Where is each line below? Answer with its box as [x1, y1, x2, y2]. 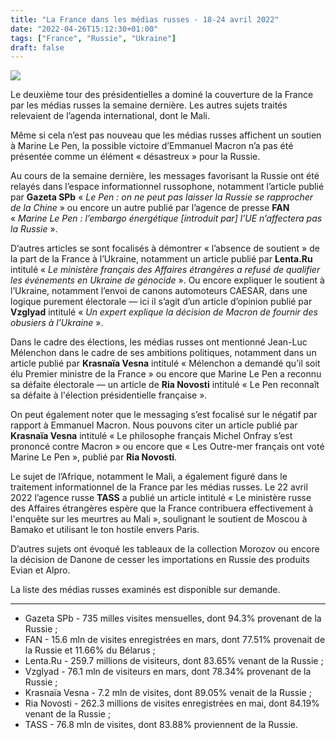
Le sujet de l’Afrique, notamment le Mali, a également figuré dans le [10, 471, 288, 483]
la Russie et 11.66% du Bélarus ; [24, 644, 156, 656]
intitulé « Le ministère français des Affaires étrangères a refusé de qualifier [10, 264, 321, 276]
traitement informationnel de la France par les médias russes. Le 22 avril [10, 481, 308, 493]
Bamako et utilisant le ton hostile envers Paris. [10, 524, 200, 536]
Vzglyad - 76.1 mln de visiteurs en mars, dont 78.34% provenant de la [24, 666, 312, 678]
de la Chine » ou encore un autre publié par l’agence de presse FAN [10, 202, 290, 214]
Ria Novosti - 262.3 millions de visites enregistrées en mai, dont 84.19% [24, 697, 320, 710]
